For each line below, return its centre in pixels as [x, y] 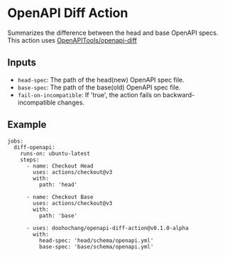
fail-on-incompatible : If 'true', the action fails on [89, 94]
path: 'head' [58, 185]
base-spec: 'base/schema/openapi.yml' [96, 246]
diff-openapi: [34, 147]
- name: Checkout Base [60, 197]
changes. [71, 102]
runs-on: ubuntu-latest [55, 153]
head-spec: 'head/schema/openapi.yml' [96, 240]
